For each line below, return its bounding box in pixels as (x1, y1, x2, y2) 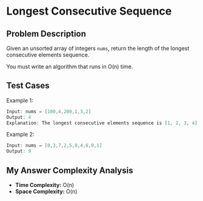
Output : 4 (6, 114, 32, 120)
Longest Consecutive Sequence (6, 4, 172, 18)
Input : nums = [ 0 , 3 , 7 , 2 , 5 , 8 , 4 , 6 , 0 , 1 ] (6, 143, 102, 149)
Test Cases (6, 80, 50, 91)
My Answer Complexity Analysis (6, 165, 134, 175)
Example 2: (6, 131, 35, 138)
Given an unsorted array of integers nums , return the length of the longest (6, 44, 190, 52)
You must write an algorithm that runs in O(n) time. (6, 63, 133, 70)
